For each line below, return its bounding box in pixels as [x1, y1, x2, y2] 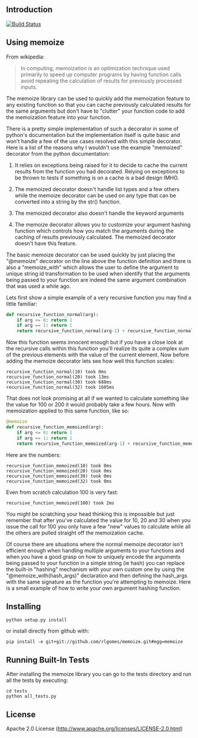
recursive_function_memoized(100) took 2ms [6, 500, 115, 506]
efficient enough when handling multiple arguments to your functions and [6, 547, 184, 554]
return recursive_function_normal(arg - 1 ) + [16, 328, 126, 334]
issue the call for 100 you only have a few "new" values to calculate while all [6, 523, 191, 530]
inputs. [20, 83, 38, 90]
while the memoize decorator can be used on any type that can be [14, 192, 176, 199]
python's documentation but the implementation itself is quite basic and [6, 131, 180, 138]
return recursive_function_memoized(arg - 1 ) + [16, 441, 131, 447]
